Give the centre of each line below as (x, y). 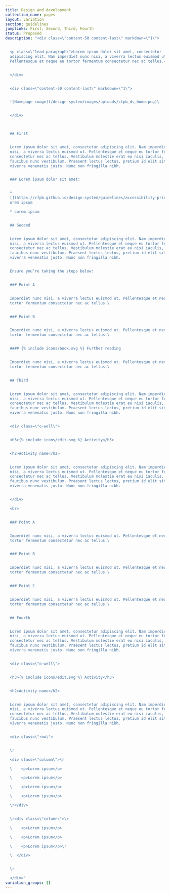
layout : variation (25, 19)
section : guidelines (27, 24)
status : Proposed (24, 33)
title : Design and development (38, 10)
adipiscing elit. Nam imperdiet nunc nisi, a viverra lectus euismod (84, 56)
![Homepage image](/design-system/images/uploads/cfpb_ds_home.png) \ (84, 102)
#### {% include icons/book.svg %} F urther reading (66, 348)
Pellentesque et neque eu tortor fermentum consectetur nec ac (78, 61)
